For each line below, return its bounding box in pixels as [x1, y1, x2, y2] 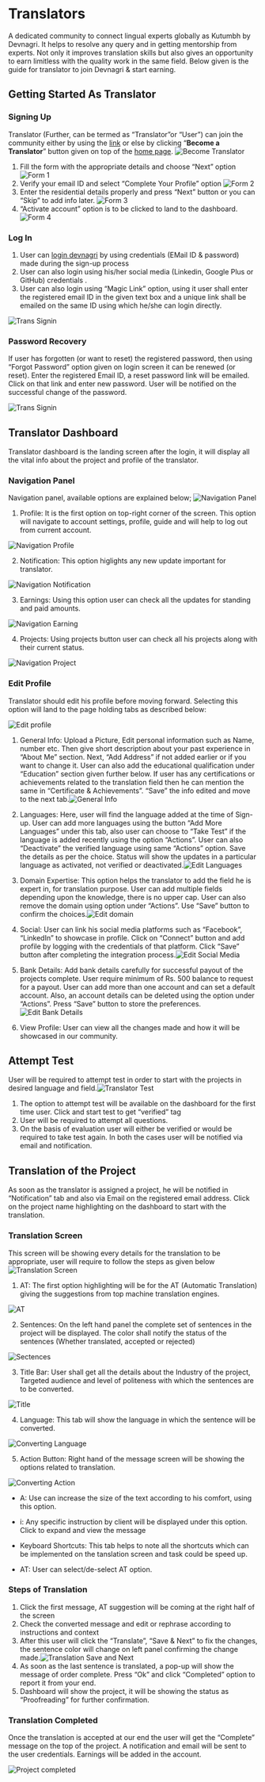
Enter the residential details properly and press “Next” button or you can [19, 187, 256, 197]
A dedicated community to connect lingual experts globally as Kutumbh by [8, 31, 251, 40]
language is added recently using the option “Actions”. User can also [19, 834, 244, 845]
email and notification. [19, 1141, 93, 1151]
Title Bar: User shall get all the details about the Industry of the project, [19, 1367, 251, 1377]
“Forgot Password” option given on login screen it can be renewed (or [8, 362, 236, 372]
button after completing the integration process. [19, 949, 176, 960]
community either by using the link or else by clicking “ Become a [8, 138, 220, 148]
